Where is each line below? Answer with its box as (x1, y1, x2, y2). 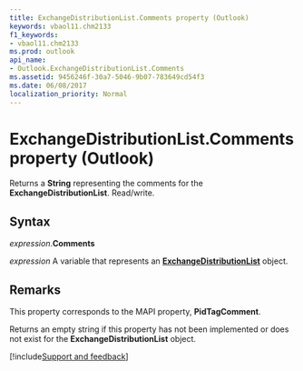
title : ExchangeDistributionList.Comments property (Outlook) (9, 13, 249, 23)
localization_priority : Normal (9, 89, 128, 98)
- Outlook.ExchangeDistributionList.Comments (9, 65, 184, 74)
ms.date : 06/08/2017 (9, 81, 88, 90)
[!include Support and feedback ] (9, 351, 129, 362)
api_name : (9, 55, 47, 65)
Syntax (9, 214, 51, 229)
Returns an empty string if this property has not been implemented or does (9, 324, 289, 335)
